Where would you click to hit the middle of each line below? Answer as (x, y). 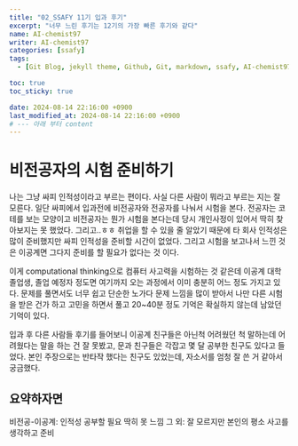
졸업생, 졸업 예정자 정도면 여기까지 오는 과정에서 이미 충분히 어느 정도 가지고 (141, 283)
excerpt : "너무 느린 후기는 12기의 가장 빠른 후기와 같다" (104, 26)
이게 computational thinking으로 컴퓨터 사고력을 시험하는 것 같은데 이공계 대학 (145, 271)
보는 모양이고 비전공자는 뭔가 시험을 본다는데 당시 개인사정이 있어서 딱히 (150, 219)
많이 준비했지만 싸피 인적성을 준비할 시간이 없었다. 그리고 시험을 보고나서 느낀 (143, 242)
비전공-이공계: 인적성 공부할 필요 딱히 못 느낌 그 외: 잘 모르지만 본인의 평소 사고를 (149, 422)
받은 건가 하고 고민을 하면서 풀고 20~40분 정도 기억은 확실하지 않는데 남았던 (150, 305)
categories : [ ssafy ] (47, 51)
